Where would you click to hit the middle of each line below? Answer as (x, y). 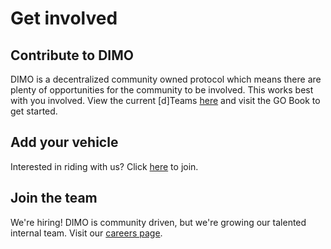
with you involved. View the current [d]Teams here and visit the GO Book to (165, 100)
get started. (34, 111)
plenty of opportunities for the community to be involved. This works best (162, 90)
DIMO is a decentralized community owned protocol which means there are (166, 79)
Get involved (64, 18)
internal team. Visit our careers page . (86, 233)
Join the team (54, 198)
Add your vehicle (64, 142)
